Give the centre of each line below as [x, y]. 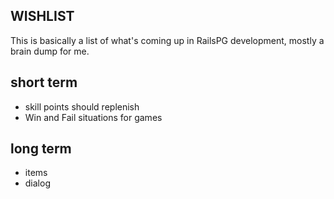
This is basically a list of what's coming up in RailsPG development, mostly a [167, 40]
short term [44, 82]
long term [41, 149]
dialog [37, 183]
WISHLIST [42, 16]
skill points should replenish [82, 106]
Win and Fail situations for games [93, 117]
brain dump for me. [50, 51]
